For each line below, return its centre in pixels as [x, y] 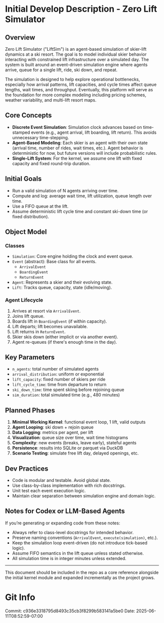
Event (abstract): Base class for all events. [54, 262]
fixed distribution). [31, 216]
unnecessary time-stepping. [41, 137]
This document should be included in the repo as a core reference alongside [82, 572]
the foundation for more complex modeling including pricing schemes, [76, 95]
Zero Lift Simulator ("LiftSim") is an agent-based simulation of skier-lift [76, 49]
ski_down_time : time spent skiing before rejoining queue [68, 390]
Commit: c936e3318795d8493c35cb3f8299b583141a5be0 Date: [70, 611]
